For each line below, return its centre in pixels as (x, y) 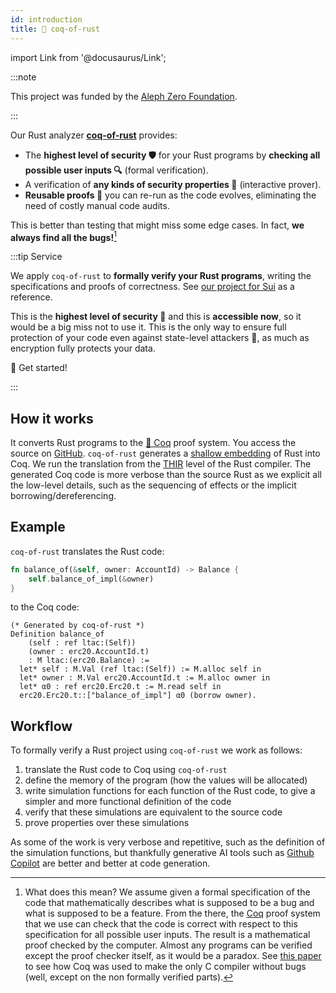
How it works (52, 418)
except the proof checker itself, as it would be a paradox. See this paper (173, 956)
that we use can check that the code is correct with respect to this (161, 924)
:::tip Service (36, 257)
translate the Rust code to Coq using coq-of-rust (126, 770)
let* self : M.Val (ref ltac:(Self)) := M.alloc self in (140, 669)
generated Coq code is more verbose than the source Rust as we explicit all (166, 474)
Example (38, 527)
